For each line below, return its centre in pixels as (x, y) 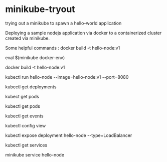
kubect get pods (22, 96)
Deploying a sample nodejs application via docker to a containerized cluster (83, 33)
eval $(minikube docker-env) (35, 57)
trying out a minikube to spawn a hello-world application (63, 23)
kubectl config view (26, 125)
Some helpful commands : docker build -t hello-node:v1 (63, 48)
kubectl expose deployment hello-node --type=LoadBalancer (69, 135)
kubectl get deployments (31, 87)
